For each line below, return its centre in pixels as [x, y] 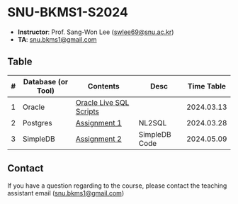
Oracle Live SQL [102, 102]
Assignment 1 [98, 123]
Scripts [87, 111]
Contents [104, 86]
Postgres [37, 123]
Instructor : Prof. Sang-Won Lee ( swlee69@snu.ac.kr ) [96, 32]
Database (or [46, 81]
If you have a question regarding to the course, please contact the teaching [117, 186]
